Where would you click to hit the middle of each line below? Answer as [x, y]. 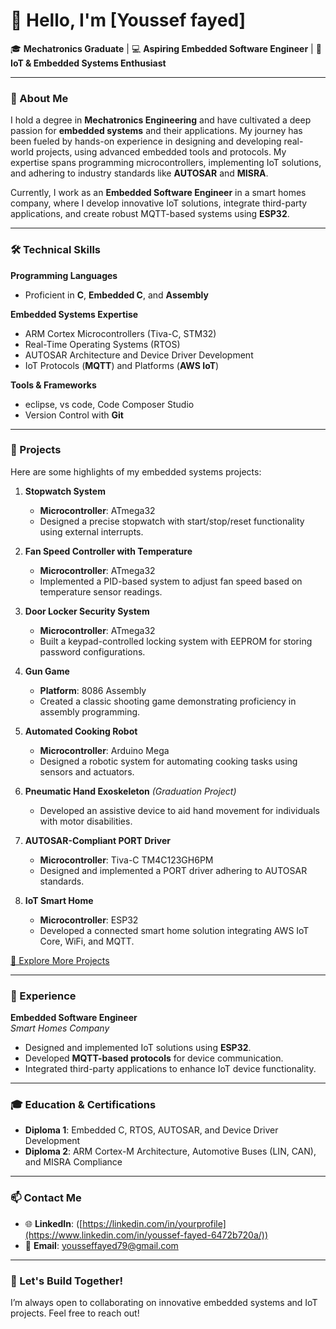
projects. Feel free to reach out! [75, 1313]
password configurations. [92, 651]
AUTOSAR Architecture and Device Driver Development [139, 355]
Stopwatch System [65, 491]
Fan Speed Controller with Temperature [108, 551]
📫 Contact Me [46, 1198]
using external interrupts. [91, 531]
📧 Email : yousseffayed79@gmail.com [101, 1245]
